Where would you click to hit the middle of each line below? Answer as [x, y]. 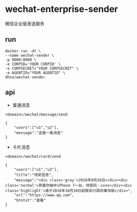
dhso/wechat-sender [25, 77]
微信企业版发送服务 [25, 23]
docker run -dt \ [23, 51]
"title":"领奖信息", [34, 175]
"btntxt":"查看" [30, 200]
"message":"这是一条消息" [38, 133]
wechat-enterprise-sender [62, 9]
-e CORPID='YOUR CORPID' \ [33, 64]
